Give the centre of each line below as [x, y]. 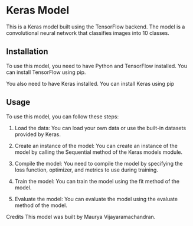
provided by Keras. [37, 134]
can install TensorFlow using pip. [46, 72]
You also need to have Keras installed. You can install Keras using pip [90, 83]
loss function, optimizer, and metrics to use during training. [86, 170]
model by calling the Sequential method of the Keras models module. [99, 152]
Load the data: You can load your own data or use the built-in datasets [100, 128]
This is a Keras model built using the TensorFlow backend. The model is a [96, 27]
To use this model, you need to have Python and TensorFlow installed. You [97, 66]
